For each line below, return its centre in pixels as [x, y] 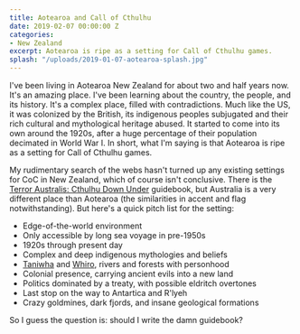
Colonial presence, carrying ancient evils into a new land [128, 274]
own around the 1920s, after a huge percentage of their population [133, 133]
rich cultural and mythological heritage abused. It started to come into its [145, 124]
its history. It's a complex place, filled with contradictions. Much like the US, [150, 104]
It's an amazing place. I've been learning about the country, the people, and [150, 95]
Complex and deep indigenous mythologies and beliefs [125, 255]
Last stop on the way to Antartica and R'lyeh [105, 293]
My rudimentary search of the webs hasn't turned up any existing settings [147, 170]
